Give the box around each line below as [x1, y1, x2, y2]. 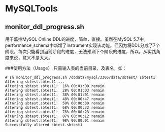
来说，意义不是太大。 [9, 55, 53, 61]
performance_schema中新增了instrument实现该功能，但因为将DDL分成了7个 [5, 42, 160, 48]
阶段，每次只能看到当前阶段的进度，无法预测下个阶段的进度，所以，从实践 [5, 49, 156, 54]
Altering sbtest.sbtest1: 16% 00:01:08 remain [5, 84, 105, 89]
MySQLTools [5, 3, 58, 14]
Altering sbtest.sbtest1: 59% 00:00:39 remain [5, 101, 105, 106]
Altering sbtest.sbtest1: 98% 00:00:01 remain [5, 118, 105, 123]
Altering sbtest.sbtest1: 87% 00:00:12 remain [5, 114, 105, 119]
